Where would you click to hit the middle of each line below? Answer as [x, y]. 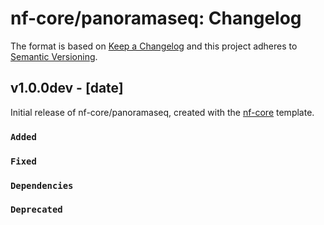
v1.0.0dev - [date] [67, 88]
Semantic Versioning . [54, 56]
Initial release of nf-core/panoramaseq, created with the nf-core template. [162, 112]
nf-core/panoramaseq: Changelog [156, 18]
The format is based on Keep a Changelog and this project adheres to [154, 46]
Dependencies [42, 185]
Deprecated [36, 210]
